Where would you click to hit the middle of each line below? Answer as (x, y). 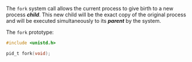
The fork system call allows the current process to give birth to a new (90, 8)
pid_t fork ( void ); (28, 53)
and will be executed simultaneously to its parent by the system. (84, 21)
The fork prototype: (30, 32)
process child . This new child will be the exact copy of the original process (96, 15)
